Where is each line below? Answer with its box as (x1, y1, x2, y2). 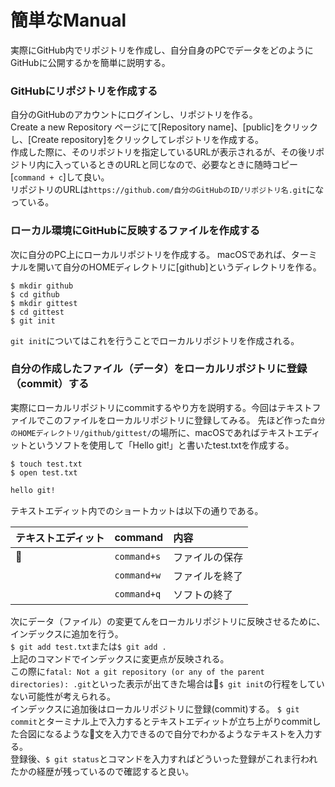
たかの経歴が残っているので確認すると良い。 (10, 765, 195, 777)
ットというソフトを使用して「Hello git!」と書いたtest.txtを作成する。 (10, 439, 295, 451)
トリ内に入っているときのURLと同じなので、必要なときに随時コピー (18, 159, 299, 171)
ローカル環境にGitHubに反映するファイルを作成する (10, 224, 261, 238)
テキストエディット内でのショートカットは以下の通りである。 (10, 504, 264, 516)
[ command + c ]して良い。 (10, 171, 110, 183)
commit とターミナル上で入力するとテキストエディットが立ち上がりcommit (10, 715, 313, 727)
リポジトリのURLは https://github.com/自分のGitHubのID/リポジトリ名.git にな (10, 184, 325, 196)
